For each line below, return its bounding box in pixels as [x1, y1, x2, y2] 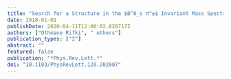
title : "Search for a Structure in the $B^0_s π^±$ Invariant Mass [7, 10, 205, 17]
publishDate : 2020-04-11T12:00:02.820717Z [7, 23, 131, 30]
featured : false [7, 49, 54, 56]
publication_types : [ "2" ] [7, 36, 81, 43]
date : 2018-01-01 [7, 16, 57, 23]
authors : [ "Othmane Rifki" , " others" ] [7, 29, 122, 36]
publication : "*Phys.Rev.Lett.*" [7, 55, 103, 62]
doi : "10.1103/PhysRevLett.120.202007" [7, 61, 122, 68]
